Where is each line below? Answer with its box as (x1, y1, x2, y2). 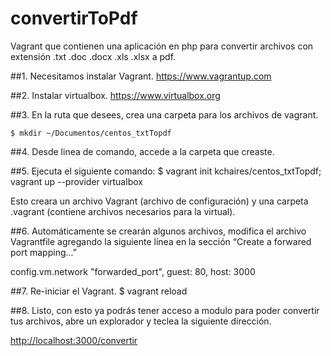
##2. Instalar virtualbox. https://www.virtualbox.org (10, 89, 221, 101)
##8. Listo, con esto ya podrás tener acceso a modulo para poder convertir (10, 304, 320, 316)
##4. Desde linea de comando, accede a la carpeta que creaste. (10, 145, 275, 157)
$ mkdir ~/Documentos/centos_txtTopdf (10, 128, 172, 138)
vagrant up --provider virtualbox (10, 175, 143, 187)
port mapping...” (10, 246, 77, 258)
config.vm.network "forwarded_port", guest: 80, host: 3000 (10, 265, 256, 277)
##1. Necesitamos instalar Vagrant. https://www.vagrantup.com (10, 70, 272, 82)
